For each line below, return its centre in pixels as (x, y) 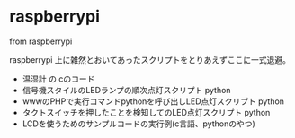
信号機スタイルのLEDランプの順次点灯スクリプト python (126, 90)
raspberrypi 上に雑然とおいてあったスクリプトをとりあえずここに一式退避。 (150, 59)
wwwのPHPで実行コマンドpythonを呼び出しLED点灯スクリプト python (153, 101)
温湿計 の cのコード (58, 79)
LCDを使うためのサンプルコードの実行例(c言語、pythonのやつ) (139, 124)
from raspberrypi (41, 41)
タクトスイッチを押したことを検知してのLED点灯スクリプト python (146, 112)
